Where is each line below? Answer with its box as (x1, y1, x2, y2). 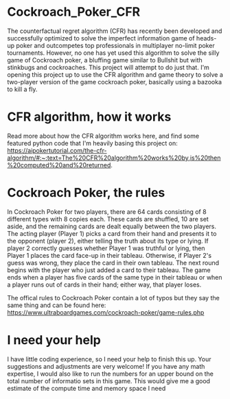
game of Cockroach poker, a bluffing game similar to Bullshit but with (7, 56, 203, 64)
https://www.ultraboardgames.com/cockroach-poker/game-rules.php (7, 308, 205, 316)
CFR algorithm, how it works (7, 109, 172, 125)
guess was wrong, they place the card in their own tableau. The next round (7, 258, 220, 267)
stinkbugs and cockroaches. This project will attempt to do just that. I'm (7, 63, 209, 71)
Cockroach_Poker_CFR (7, 4, 141, 20)
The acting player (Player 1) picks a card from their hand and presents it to (7, 229, 217, 237)
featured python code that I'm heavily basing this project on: (7, 138, 179, 147)
